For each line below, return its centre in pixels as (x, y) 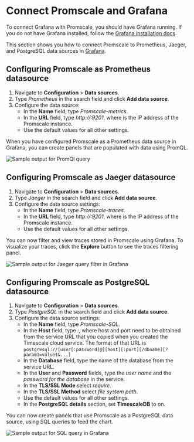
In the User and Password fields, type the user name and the (97, 373)
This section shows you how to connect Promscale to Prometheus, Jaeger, (96, 45)
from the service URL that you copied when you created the (96, 337)
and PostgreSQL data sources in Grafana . (56, 50)
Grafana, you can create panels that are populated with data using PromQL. (97, 147)
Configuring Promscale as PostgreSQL (78, 282)
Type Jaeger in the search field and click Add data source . (86, 198)
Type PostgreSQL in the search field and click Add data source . (91, 312)
